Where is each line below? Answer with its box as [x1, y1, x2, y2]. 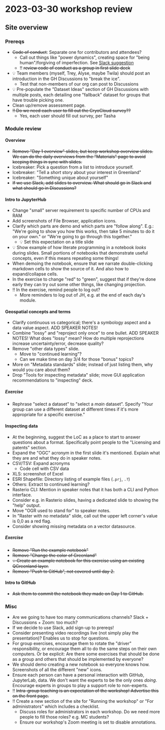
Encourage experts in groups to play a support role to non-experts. [12, 683, 149, 688]
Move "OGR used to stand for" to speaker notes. [12, 508, 111, 514]
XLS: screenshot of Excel [12, 471, 64, 476]
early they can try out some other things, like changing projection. [12, 282, 146, 288]
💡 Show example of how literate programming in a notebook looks [12, 245, 146, 251]
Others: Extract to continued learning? [12, 481, 90, 487]
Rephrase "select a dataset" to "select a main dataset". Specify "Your [12, 401, 154, 407]
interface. [12, 492, 32, 498]
